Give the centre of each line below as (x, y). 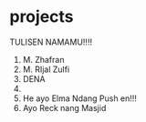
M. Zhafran (43, 59)
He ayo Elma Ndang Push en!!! (79, 98)
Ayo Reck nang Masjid (64, 107)
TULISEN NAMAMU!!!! (51, 42)
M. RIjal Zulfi (46, 69)
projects (42, 17)
